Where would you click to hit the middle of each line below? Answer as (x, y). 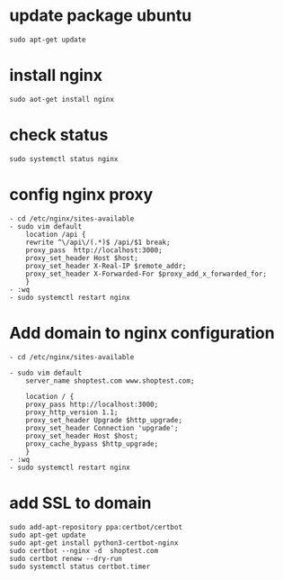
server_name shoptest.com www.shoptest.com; (110, 381)
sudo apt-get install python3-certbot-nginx (94, 543)
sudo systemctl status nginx (64, 159)
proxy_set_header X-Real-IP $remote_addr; (106, 266)
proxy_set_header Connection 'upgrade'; (102, 428)
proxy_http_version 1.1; (72, 412)
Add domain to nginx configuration (142, 333)
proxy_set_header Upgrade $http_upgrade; (104, 420)
